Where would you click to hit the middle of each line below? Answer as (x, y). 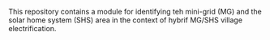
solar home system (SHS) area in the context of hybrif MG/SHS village (126, 20)
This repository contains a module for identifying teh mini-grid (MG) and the (135, 12)
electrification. (32, 28)
